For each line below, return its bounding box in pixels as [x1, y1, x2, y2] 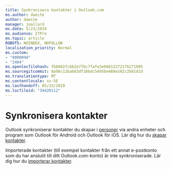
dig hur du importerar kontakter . [5, 158, 73, 164]
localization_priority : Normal [5, 45, 72, 50]
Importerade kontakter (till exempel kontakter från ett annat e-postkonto [5, 147, 157, 153]
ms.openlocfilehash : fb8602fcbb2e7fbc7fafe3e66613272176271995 [5, 64, 143, 69]
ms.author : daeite [5, 12, 45, 17]
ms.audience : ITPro [5, 31, 47, 36]
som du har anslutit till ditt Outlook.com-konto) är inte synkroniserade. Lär [5, 153, 161, 159]
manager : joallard [5, 21, 45, 27]
